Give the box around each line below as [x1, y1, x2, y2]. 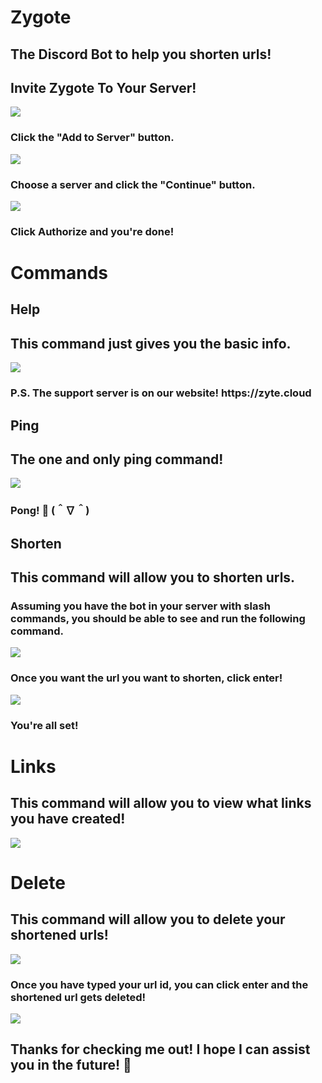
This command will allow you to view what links [10, 795, 312, 812]
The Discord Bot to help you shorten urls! [10, 46, 272, 63]
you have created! [10, 811, 126, 828]
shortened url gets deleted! [10, 990, 147, 1004]
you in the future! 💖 [10, 1057, 132, 1074]
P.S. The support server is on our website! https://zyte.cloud [10, 386, 312, 400]
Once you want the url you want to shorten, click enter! [10, 671, 283, 685]
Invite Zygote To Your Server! [10, 79, 197, 96]
